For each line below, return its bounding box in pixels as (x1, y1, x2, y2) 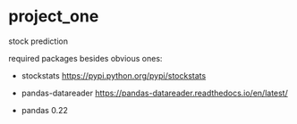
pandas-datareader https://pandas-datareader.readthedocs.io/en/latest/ (21, 87, 288, 98)
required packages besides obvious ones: (8, 53, 163, 63)
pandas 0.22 (21, 104, 68, 115)
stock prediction (8, 36, 69, 46)
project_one (8, 6, 99, 27)
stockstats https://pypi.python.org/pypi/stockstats (21, 70, 207, 81)
